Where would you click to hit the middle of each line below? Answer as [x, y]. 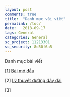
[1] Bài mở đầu [20, 71]
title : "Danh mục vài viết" [35, 19]
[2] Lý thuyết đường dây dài [33, 80]
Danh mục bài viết [24, 61]
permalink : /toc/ [23, 24]
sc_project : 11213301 [28, 42]
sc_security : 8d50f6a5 [29, 47]
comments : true [21, 14]
